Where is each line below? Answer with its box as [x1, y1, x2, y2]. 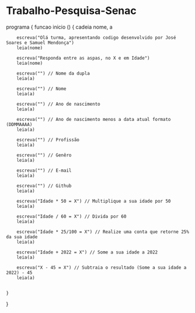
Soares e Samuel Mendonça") [6, 40, 75, 46]
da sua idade [6, 234, 38, 240]
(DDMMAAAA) [6, 121, 33, 127]
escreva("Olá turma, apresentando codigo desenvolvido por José [16, 34, 176, 40]
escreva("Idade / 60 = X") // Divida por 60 [16, 213, 127, 220]
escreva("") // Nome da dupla [16, 70, 90, 76]
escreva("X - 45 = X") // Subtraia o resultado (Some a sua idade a [16, 265, 187, 270]
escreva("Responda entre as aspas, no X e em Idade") [16, 55, 150, 61]
